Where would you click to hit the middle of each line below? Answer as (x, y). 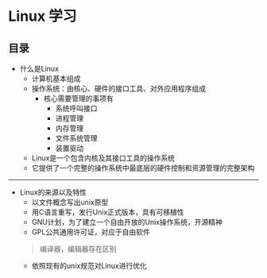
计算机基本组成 (56, 79)
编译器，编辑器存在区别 (78, 249)
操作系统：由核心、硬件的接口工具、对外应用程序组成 (119, 89)
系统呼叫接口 (76, 108)
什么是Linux (39, 69)
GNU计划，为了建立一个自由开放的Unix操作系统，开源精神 (127, 222)
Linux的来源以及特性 (53, 192)
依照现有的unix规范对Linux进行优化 (89, 266)
